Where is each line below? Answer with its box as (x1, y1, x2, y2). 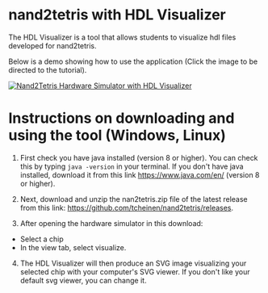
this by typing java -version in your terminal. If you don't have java (19, 161, 244, 171)
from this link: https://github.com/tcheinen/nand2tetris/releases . (19, 203, 234, 212)
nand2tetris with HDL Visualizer (8, 6, 226, 24)
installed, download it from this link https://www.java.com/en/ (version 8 (19, 170, 260, 179)
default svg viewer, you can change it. (19, 275, 147, 285)
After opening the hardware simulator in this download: (19, 218, 203, 228)
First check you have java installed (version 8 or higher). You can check (19, 153, 258, 162)
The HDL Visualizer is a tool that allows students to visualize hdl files (8, 32, 237, 42)
